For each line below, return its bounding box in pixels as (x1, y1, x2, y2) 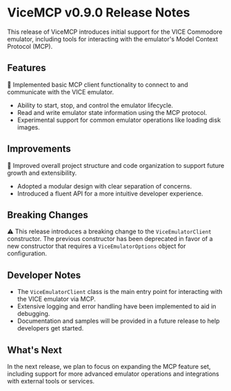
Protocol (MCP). (7, 42, 53, 50)
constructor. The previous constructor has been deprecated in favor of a (7, 235, 213, 243)
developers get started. (17, 324, 84, 332)
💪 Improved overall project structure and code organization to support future (7, 161, 225, 169)
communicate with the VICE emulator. (7, 87, 114, 96)
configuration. (7, 249, 47, 257)
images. (17, 123, 40, 131)
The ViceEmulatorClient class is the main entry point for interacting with (17, 288, 223, 296)
